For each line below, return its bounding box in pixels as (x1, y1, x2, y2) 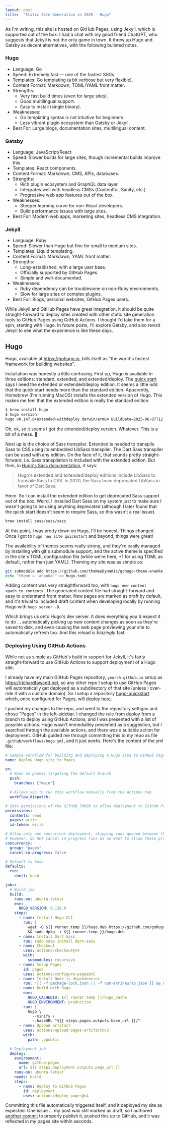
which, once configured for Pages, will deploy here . (5, 696, 112, 702)
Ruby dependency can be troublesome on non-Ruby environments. (20, 286, 159, 292)
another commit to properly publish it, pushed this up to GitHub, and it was (5, 1113, 160, 1119)
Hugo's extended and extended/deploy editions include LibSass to (17, 472, 156, 478)
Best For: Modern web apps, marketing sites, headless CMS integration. (12, 213, 162, 219)
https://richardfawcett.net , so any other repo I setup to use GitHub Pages (5, 680, 157, 686)
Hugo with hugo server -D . (5, 604, 61, 610)
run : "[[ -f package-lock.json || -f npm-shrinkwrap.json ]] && (23, 981, 161, 986)
